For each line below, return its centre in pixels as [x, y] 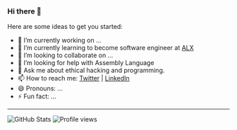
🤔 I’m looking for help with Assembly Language [86, 63]
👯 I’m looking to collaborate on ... [65, 55]
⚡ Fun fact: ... [37, 96]
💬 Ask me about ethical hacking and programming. [91, 71]
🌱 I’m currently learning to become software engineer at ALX [105, 48]
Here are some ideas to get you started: [65, 27]
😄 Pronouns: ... [40, 88]
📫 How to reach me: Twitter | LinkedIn [74, 78]
